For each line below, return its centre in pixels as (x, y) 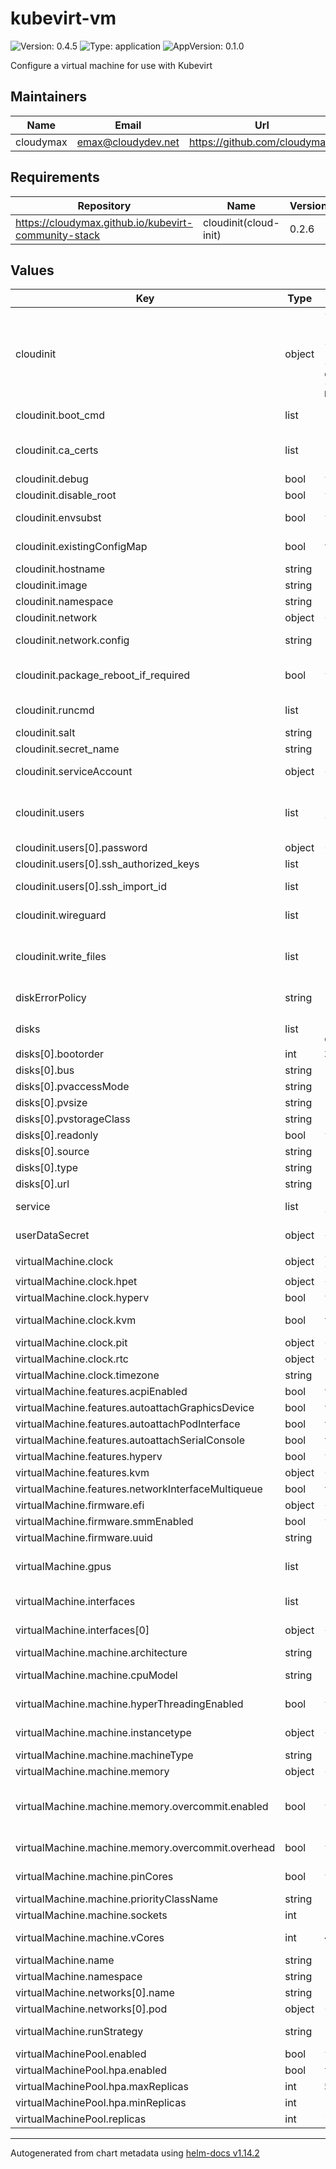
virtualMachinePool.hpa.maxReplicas (102, 2087)
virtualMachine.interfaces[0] (82, 1630)
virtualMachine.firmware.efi (80, 1505)
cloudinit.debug (52, 479)
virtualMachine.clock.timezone (87, 1375)
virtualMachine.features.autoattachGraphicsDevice (135, 1408)
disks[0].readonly (57, 1135)
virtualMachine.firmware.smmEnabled (104, 1522)
